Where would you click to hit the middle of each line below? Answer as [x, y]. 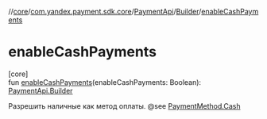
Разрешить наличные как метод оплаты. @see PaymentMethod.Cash [124, 106]
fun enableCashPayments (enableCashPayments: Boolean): [104, 82]
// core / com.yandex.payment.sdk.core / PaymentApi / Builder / [105, 12]
